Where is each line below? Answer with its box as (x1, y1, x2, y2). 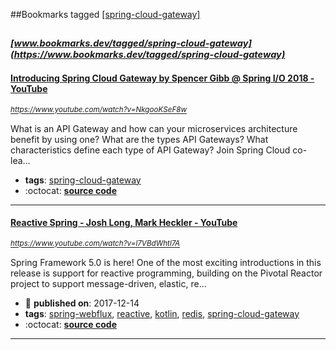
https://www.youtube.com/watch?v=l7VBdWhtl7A (10, 239, 181, 249)
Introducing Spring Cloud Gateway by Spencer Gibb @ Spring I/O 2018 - (10, 72, 315, 84)
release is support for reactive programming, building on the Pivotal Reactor (10, 267, 323, 279)
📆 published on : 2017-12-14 (24, 297, 140, 309)
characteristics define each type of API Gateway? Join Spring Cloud (10, 144, 291, 156)
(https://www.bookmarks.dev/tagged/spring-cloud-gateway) (10, 49, 286, 61)
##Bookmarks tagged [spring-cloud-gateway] (10, 9, 201, 20)
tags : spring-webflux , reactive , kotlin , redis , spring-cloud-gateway (24, 307, 300, 319)
